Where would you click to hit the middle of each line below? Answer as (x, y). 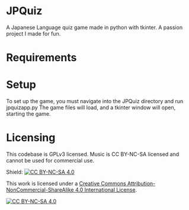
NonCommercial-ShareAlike (40, 190)
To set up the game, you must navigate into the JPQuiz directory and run (95, 101)
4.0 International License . (106, 190)
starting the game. (29, 114)
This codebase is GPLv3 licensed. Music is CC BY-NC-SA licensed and (93, 154)
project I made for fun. (33, 33)
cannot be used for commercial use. (50, 160)
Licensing (31, 138)
